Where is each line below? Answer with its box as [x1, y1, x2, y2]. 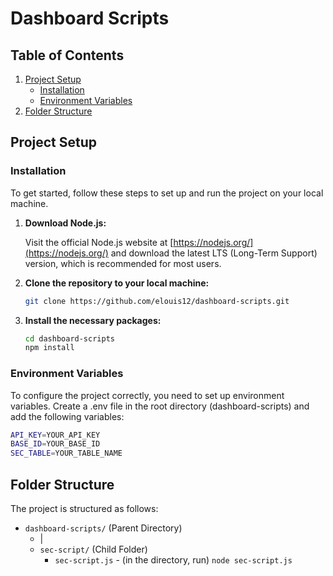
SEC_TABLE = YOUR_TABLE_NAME [10, 448, 123, 459]
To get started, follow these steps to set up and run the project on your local [10, 187, 324, 199]
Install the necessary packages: [24, 314, 162, 326]
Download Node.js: [24, 217, 107, 229]
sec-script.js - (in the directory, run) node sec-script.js [54, 554, 293, 566]
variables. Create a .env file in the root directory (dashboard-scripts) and [10, 400, 310, 412]
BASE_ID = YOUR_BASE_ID [10, 439, 101, 449]
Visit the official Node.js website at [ [24, 236, 174, 248]
